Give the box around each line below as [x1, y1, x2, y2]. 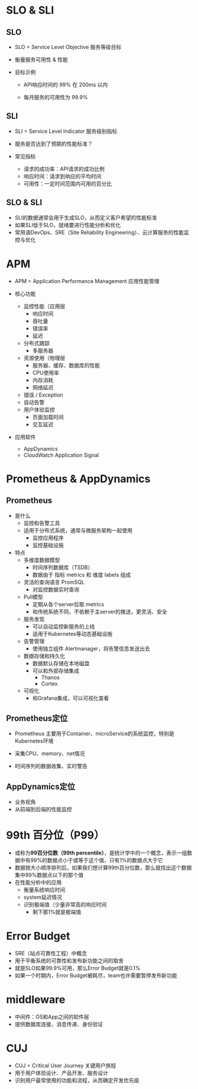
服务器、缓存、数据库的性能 [32, 362, 100, 369]
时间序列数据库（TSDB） [32, 564, 93, 571]
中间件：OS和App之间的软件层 [14, 1013, 90, 1020]
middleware [6, 993, 66, 1006]
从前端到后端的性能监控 [14, 806, 72, 813]
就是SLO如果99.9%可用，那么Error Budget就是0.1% [14, 964, 141, 972]
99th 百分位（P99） [6, 828, 105, 842]
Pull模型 [23, 593, 43, 600]
